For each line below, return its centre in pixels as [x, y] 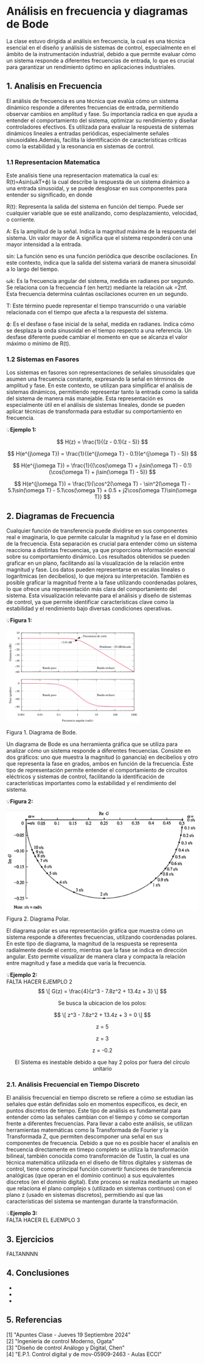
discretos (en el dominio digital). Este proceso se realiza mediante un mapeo [102, 1182]
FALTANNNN [22, 1254]
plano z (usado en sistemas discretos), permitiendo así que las [85, 1195]
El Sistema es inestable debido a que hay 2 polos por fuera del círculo [102, 1062]
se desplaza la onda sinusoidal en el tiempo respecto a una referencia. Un [99, 331]
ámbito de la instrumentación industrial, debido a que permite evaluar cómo [101, 54]
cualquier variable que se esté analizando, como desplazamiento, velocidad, [102, 213]
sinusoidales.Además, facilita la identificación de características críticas [97, 140]
